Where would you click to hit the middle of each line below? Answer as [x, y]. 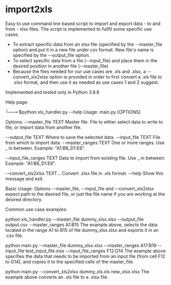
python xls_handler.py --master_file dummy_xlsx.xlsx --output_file [75, 219]
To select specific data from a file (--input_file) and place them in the [85, 60]
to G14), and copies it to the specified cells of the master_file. [70, 262]
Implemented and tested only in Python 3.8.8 [52, 92]
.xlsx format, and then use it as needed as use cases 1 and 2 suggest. [86, 82]
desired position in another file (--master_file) [60, 66]
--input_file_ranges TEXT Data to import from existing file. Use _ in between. [86, 158]
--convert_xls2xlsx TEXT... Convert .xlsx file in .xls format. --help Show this [84, 173]
